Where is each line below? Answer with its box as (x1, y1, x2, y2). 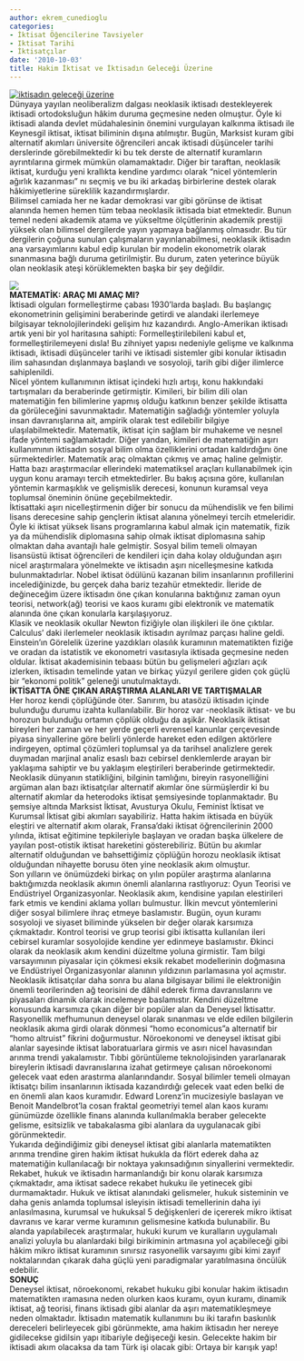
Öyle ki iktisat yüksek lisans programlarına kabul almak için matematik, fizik (9, 521, 290, 531)
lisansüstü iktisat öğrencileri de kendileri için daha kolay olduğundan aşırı (9, 550, 282, 561)
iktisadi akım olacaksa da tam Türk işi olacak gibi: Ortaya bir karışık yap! (9, 1341, 279, 1352)
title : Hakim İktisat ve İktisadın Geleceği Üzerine (9, 65, 213, 74)
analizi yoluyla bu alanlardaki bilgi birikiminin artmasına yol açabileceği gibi (9, 1235, 289, 1246)
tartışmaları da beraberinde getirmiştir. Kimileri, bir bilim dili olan (9, 385, 248, 396)
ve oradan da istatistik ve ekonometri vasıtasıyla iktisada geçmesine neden (9, 646, 289, 657)
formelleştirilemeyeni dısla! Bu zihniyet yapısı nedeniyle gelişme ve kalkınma (9, 337, 294, 348)
